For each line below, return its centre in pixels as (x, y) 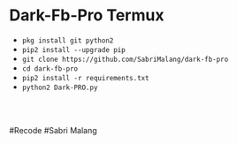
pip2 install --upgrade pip (73, 49)
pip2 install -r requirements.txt (85, 78)
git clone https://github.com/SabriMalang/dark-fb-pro (125, 59)
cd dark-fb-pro (50, 68)
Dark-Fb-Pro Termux (87, 15)
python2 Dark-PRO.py (60, 87)
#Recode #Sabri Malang (53, 130)
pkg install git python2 (68, 41)
